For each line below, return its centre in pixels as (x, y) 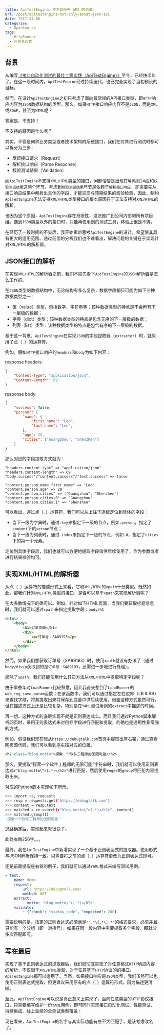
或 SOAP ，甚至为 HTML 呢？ (29, 110)
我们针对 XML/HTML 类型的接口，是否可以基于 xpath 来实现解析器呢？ (83, 593)
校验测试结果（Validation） (39, 170)
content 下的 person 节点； (37, 528)
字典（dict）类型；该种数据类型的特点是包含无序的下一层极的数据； (80, 319)
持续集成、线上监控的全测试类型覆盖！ (43, 1011)
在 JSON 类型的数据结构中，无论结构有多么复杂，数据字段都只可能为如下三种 (80, 290)
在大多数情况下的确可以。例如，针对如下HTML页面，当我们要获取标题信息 (80, 603)
